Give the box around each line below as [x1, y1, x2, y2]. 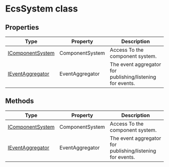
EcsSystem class [5, 3, 78, 15]
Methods [5, 97, 34, 106]
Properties [5, 23, 39, 32]
